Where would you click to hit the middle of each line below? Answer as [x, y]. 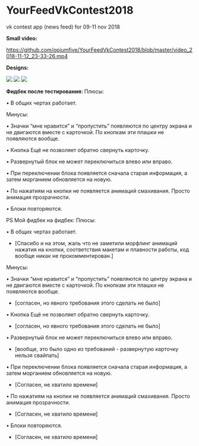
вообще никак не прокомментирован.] [64, 255]
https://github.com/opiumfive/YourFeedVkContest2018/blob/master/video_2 [99, 50]
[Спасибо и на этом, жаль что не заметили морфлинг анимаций [96, 243]
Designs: [18, 67]
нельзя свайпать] [37, 355]
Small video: [22, 38]
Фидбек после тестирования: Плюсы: [55, 91]
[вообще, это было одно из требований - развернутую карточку [97, 349]
